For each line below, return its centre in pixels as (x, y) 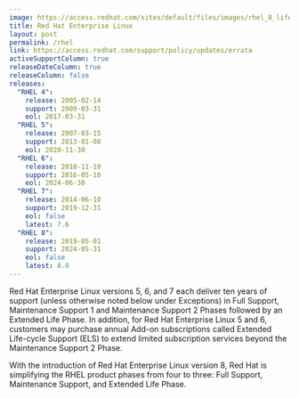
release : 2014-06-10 (63, 200)
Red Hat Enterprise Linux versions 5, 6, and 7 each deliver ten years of (138, 291)
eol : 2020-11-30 (56, 150)
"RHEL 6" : (35, 158)
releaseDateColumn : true (55, 68)
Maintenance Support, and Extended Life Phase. (98, 384)
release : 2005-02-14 (63, 100)
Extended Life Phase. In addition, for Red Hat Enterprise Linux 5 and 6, (138, 319)
